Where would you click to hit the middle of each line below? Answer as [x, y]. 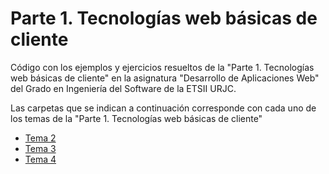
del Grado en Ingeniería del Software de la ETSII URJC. [123, 88]
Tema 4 [40, 159]
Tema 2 [40, 138]
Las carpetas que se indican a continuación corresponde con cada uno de [163, 108]
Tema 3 [40, 148]
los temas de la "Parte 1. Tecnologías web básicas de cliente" [136, 118]
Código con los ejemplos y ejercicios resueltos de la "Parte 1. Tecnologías [162, 67]
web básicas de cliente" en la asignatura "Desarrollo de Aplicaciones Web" [165, 78]
